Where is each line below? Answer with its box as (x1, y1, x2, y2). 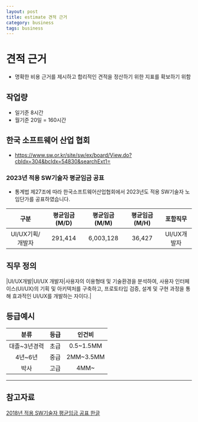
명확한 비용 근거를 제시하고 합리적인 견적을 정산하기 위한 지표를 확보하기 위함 (14, 73, 192, 80)
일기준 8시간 (14, 109, 44, 116)
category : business (6, 20, 54, 25)
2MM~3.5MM (66, 353, 105, 361)
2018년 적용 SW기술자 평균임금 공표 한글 (6, 409, 100, 416)
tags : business (6, 25, 44, 31)
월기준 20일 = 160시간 (14, 117, 67, 123)
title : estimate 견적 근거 (6, 14, 68, 20)
